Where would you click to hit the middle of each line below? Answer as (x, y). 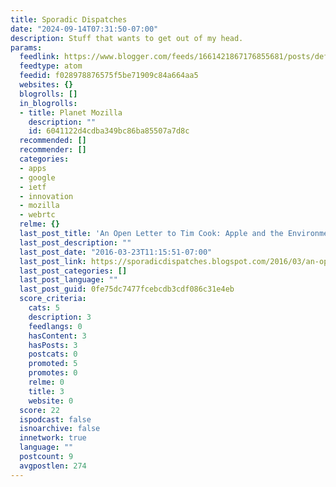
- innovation (46, 196)
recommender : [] (53, 150)
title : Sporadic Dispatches (69, 19)
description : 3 (60, 317)
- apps (33, 168)
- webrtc (37, 215)
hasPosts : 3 (53, 345)
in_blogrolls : (48, 103)
